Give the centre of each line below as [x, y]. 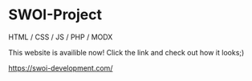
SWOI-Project [55, 15]
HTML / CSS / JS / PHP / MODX [61, 37]
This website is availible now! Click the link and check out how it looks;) [126, 52]
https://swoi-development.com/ [61, 68]
